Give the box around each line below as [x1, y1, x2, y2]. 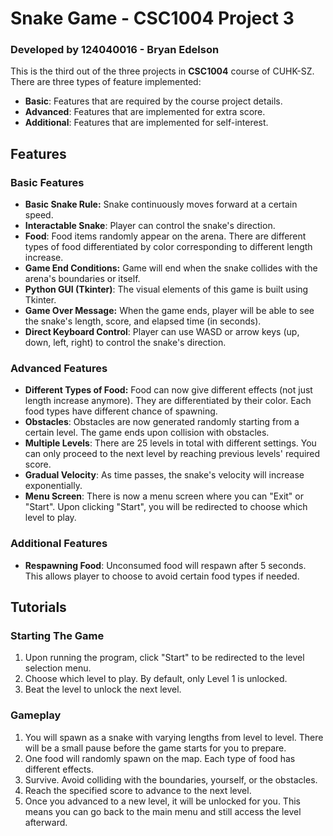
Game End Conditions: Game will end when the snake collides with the [24, 262, 318, 274]
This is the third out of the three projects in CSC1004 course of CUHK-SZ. [10, 65, 315, 77]
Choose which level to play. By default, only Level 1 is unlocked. [24, 673, 288, 685]
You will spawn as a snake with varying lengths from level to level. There [24, 731, 324, 743]
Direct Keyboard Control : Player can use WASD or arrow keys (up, [24, 326, 300, 338]
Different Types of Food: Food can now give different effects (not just [24, 384, 313, 396]
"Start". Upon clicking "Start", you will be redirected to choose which [24, 501, 308, 513]
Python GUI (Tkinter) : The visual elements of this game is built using [24, 283, 309, 296]
